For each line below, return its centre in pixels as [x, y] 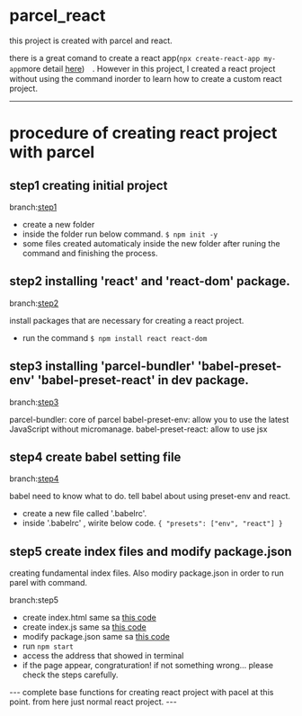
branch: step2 [34, 303]
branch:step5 [34, 600]
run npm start [48, 646]
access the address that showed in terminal [103, 656]
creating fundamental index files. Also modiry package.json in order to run [147, 573]
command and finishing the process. [90, 253]
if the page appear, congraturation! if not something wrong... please [148, 666]
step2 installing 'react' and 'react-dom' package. [150, 281]
